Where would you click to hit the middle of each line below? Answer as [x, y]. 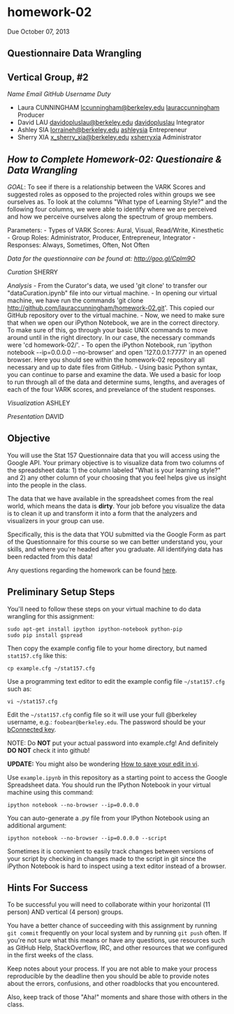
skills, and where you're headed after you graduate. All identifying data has [115, 549]
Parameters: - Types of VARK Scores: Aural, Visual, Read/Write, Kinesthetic [116, 230]
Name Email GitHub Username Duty [59, 94]
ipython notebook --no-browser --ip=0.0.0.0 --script [87, 838]
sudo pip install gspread [45, 635]
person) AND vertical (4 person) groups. [65, 912]
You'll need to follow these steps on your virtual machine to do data [104, 609]
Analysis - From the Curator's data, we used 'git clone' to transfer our [107, 285]
